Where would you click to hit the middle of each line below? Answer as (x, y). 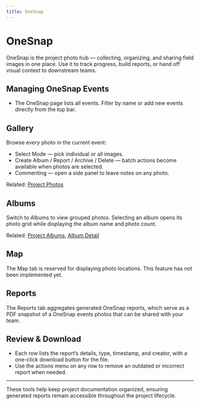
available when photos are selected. (59, 167)
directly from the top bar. (45, 109)
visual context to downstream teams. (51, 70)
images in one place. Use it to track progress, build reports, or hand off (93, 64)
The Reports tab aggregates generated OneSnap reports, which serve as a (98, 307)
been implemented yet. (35, 275)
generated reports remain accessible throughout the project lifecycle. (91, 395)
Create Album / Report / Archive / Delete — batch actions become (96, 161)
